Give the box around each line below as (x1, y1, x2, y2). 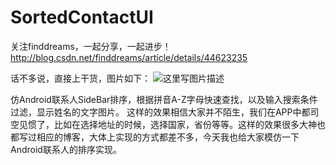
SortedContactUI (10, 6, 154, 29)
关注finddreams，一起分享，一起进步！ (10, 40, 172, 52)
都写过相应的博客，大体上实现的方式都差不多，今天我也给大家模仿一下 (10, 131, 300, 143)
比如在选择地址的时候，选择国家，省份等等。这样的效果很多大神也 (53, 118, 326, 130)
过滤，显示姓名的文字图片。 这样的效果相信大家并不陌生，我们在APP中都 (10, 106, 311, 118)
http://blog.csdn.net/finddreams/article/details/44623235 (10, 51, 248, 63)
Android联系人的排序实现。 (10, 143, 122, 155)
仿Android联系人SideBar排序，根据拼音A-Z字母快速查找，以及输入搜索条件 (10, 93, 318, 105)
